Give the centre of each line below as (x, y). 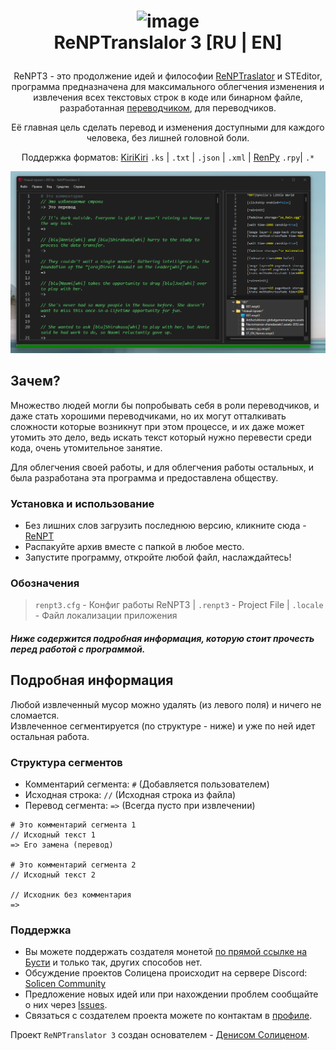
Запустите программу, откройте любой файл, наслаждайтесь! (158, 557)
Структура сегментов (66, 762)
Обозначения (45, 583)
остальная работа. (50, 736)
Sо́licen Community (65, 984)
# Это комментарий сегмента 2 (73, 865)
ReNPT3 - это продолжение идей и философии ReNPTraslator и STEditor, (168, 76)
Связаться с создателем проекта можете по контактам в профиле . (168, 1016)
